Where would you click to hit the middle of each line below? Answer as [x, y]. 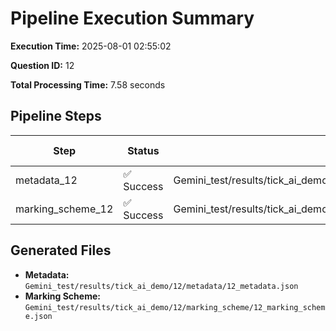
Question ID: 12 [42, 65]
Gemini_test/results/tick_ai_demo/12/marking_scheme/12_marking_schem [175, 307]
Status [143, 150]
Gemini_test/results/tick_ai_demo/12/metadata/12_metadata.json [161, 286]
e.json [38, 316]
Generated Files [61, 250]
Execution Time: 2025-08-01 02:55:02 [91, 46]
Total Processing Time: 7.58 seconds [88, 84]
